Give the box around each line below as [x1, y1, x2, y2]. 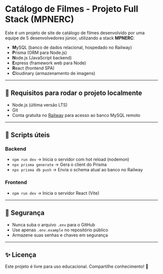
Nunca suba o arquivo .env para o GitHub [12, 221, 96, 227]
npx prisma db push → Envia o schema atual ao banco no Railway [12, 167, 143, 173]
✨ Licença [5, 251, 36, 259]
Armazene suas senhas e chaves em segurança [12, 232, 108, 238]
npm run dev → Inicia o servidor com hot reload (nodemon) [12, 157, 130, 163]
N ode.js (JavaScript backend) [12, 55, 72, 60]
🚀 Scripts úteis [5, 131, 50, 139]
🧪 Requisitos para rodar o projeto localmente [5, 89, 142, 97]
